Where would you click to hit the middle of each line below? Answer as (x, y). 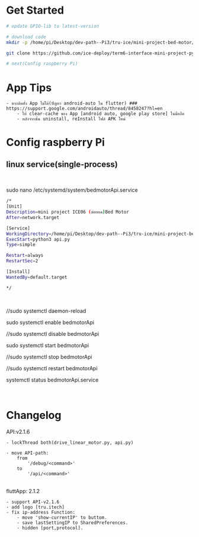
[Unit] (14, 206)
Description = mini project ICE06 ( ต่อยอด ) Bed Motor (68, 212)
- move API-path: (28, 453)
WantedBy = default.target (37, 277)
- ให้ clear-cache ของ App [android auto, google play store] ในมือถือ (101, 114)
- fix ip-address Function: (41, 512)
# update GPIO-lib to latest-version (53, 26)
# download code (26, 37)
